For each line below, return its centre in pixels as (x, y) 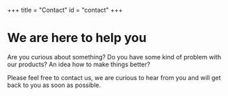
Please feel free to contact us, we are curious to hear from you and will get (114, 77)
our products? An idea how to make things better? (79, 64)
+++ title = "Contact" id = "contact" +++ (65, 10)
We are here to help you (77, 38)
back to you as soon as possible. (54, 85)
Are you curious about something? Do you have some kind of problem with (114, 57)
